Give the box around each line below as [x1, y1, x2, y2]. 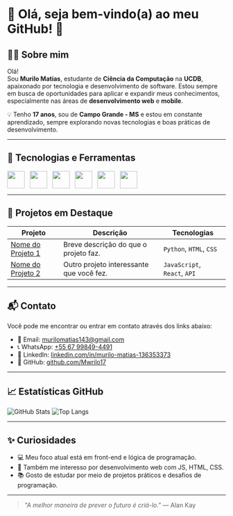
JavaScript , [163, 259, 201, 269]
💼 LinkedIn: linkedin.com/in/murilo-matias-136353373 [17, 350, 171, 359]
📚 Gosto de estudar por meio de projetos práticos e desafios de [17, 471, 202, 479]
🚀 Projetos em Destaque [7, 207, 113, 219]
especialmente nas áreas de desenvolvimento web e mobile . [7, 97, 184, 105]
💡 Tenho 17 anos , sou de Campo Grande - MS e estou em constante [7, 111, 203, 118]
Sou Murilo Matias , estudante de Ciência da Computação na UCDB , [7, 74, 203, 83]
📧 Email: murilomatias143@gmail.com [17, 335, 125, 344]
